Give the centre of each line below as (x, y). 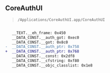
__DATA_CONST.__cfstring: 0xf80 (45, 61)
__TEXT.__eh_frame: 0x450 (39, 33)
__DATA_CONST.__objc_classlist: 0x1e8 (52, 65)
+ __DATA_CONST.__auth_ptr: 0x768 (42, 51)
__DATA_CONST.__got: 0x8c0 (40, 42)
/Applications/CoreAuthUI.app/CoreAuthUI (61, 19)
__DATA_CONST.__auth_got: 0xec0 (45, 37)
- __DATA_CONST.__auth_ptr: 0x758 (42, 47)
